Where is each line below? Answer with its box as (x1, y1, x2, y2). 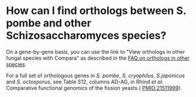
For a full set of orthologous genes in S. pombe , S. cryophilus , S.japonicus (6, 72, 185, 79)
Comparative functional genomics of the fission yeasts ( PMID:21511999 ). (6, 84, 183, 91)
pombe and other (6, 16, 92, 30)
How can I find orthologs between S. (6, 4, 186, 18)
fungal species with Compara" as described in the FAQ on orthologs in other (6, 54, 190, 61)
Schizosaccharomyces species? (6, 29, 167, 42)
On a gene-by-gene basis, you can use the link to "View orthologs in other (6, 48, 185, 55)
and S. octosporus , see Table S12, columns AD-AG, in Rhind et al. (6, 78, 164, 85)
